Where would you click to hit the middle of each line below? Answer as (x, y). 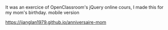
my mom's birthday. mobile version (42, 12)
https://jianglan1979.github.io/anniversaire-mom (56, 22)
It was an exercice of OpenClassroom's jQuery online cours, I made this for (85, 7)
